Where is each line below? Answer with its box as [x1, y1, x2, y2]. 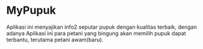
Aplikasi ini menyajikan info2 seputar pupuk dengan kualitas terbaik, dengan [6, 23, 198, 30]
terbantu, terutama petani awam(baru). [6, 36, 104, 43]
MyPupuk [6, 4, 57, 17]
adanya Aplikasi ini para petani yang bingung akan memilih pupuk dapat [6, 29, 187, 36]
